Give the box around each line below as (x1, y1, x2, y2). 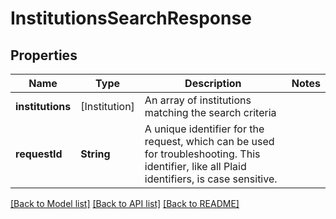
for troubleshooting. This (144, 147, 261, 161)
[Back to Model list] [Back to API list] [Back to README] (10, 198, 240, 209)
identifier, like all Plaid (144, 160, 247, 173)
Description (184, 77, 242, 90)
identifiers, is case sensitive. (144, 172, 278, 186)
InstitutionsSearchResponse (10, 7, 252, 30)
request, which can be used (144, 135, 275, 148)
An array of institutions (144, 93, 252, 107)
